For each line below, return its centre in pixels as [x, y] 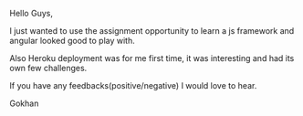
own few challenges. [48, 68]
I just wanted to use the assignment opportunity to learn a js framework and [152, 31]
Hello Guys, [31, 13]
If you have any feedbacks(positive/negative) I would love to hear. [133, 85]
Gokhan [24, 103]
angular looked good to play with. [72, 41]
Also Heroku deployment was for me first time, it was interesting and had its [152, 58]
